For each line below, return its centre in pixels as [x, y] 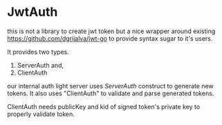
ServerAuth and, [40, 65]
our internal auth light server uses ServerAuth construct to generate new [110, 86]
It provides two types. [38, 52]
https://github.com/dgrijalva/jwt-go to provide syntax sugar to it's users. [110, 38]
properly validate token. [41, 114]
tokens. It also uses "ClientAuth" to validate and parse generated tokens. [111, 93]
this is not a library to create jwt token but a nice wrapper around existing [111, 31]
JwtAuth [33, 12]
